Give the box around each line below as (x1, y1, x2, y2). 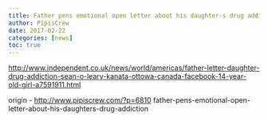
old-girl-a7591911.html (8, 80, 81, 90)
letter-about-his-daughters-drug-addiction (8, 104, 149, 114)
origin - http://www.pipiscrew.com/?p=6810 (8, 96, 152, 105)
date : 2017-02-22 (8, 26, 66, 34)
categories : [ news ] (8, 33, 73, 42)
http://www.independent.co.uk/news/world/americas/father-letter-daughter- (8, 63, 260, 72)
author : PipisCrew (8, 19, 69, 27)
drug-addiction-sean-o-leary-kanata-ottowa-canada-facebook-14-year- (8, 72, 247, 81)
